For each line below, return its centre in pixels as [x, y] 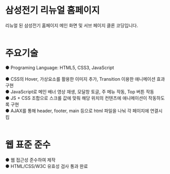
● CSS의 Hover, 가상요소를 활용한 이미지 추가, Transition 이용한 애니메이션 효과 [85, 79]
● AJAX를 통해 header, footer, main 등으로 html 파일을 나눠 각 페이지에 [77, 111]
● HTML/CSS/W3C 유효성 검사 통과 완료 [47, 166]
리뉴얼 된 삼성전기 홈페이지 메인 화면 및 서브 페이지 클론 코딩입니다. [72, 25]
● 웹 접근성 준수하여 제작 [31, 160]
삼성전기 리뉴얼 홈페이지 [53, 10]
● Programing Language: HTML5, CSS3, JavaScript [60, 67]
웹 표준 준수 [28, 145]
